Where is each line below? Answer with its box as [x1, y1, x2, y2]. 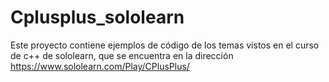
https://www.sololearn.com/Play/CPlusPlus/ [10, 60, 190, 72]
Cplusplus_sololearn [10, 6, 185, 29]
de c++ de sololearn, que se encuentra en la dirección [10, 49, 234, 61]
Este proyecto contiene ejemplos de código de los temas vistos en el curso [10, 39, 320, 51]
